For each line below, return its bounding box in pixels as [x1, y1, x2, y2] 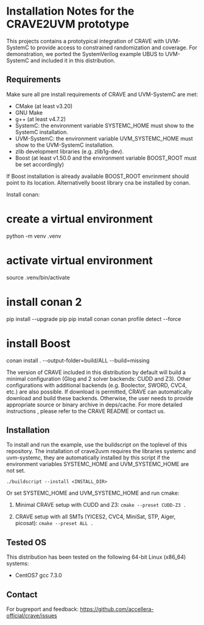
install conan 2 [6, 295, 82, 309]
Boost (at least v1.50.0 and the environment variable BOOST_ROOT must [15, 154, 197, 161]
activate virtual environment [6, 253, 153, 267]
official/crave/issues [6, 612, 58, 619]
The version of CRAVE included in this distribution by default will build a [6, 369, 186, 376]
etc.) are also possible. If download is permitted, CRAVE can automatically [6, 388, 192, 395]
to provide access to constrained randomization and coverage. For [30, 44, 198, 51]
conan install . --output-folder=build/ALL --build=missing [6, 356, 150, 364]
